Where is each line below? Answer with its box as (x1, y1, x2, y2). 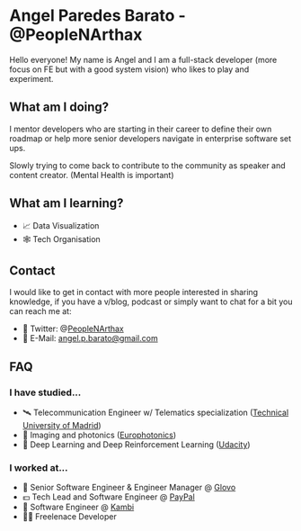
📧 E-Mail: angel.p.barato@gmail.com (22, 333, 159, 344)
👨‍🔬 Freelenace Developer (22, 511, 117, 522)
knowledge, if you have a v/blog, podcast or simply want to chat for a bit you (9, 296, 293, 307)
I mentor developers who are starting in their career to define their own (9, 123, 272, 134)
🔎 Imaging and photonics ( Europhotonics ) (22, 429, 177, 441)
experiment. (9, 73, 54, 84)
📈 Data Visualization (22, 220, 100, 230)
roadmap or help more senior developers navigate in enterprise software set (9, 132, 292, 144)
